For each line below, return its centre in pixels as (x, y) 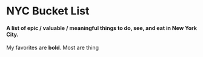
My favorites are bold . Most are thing (52, 48)
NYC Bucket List (48, 11)
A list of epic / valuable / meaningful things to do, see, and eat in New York (101, 28)
